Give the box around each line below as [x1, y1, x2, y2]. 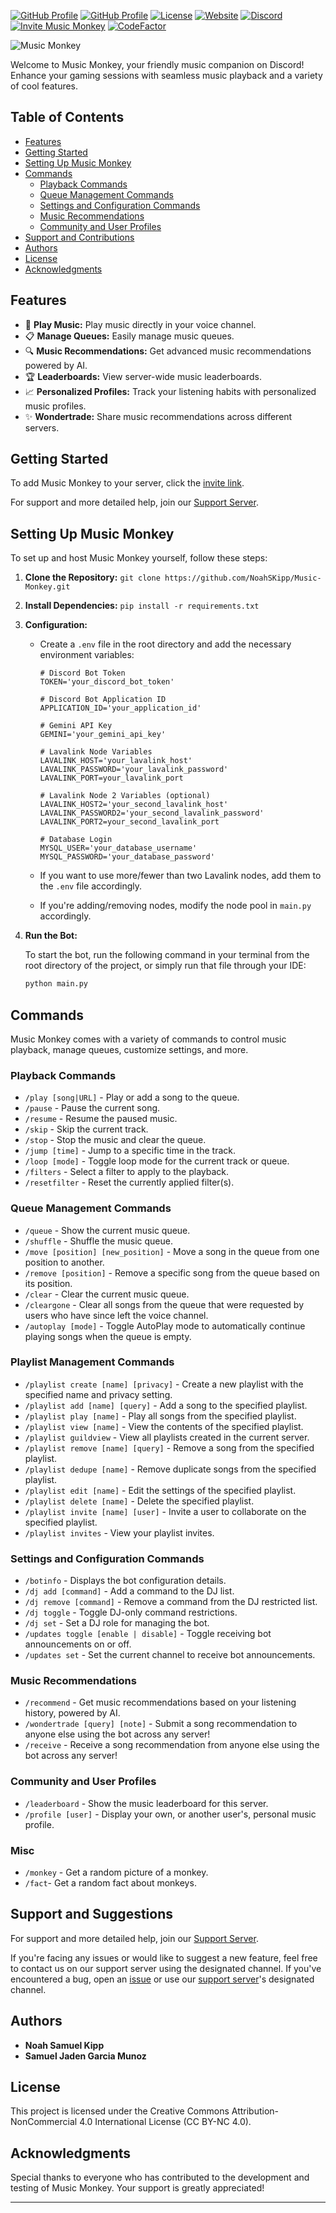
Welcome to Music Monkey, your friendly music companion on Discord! [10, 59, 305, 70]
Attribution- [231, 2105, 280, 2117]
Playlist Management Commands [10, 1355, 175, 1369]
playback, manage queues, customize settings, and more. [10, 1043, 249, 1055]
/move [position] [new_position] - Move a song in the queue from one [24, 1245, 320, 1257]
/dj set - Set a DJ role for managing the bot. [24, 1617, 210, 1629]
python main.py [24, 979, 89, 989]
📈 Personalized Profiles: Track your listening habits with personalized [24, 385, 317, 397]
